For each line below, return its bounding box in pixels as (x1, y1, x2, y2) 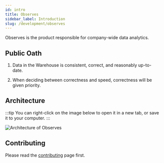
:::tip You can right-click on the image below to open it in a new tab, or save (5, 109, 160, 115)
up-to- (138, 62, 152, 68)
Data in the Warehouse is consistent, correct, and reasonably (12, 62, 137, 68)
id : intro (5, 7, 26, 12)
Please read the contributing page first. (5, 152, 85, 158)
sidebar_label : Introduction (5, 16, 65, 21)
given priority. (12, 82, 41, 88)
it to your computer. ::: (5, 115, 51, 121)
